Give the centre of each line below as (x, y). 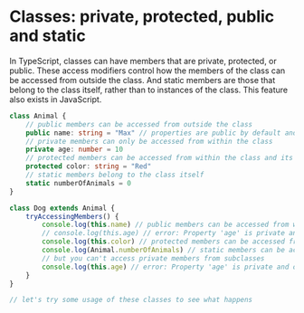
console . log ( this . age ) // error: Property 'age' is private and (166, 267)
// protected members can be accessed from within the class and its (160, 158)
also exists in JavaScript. (56, 99)
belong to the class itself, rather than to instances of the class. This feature (149, 90)
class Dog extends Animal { (62, 208)
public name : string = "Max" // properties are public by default (153, 133)
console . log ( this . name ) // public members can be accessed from (166, 225)
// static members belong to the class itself (115, 175)
